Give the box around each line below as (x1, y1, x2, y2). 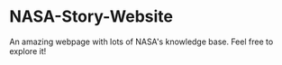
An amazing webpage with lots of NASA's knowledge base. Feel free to (9, 36, 274, 47)
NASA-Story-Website (9, 6, 174, 27)
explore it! (9, 45, 47, 56)
